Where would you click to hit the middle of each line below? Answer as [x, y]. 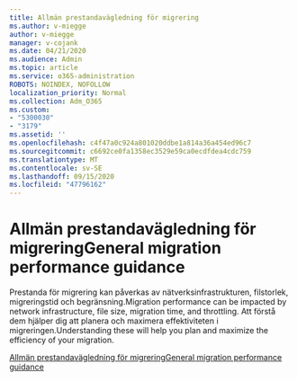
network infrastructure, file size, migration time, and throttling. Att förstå [143, 312]
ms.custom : [30, 110]
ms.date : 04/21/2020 [48, 51]
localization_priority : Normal [68, 93]
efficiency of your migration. [62, 340]
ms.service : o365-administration [72, 76]
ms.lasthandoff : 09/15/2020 [62, 176]
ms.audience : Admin [46, 59]
